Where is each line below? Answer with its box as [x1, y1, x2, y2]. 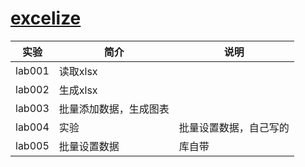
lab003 [15, 101, 50, 115]
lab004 [15, 120, 50, 134]
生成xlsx [58, 83, 98, 97]
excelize [10, 7, 82, 30]
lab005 [15, 138, 50, 152]
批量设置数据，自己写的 [178, 120, 290, 134]
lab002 [15, 82, 50, 96]
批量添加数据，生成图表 [58, 102, 170, 116]
